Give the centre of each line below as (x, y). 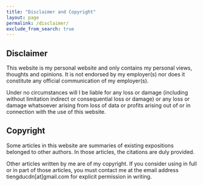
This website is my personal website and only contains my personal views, (99, 68)
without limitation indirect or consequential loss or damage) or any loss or (98, 99)
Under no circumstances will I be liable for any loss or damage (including (97, 93)
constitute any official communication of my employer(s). (78, 81)
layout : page (23, 18)
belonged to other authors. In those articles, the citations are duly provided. (101, 151)
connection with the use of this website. (56, 112)
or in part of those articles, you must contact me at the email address (92, 170)
